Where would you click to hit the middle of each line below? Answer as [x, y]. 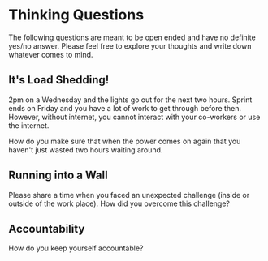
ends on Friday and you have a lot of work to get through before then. [125, 108]
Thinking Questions [76, 15]
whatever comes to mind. [51, 54]
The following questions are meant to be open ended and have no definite [132, 37]
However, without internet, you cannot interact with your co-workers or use [134, 117]
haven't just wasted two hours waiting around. [86, 150]
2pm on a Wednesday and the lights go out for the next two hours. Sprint [130, 100]
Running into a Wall [58, 175]
